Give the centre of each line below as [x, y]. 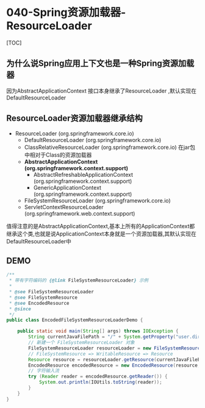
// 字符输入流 [44, 371]
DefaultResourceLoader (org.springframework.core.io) [93, 140]
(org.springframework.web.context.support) [80, 213]
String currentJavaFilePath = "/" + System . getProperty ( [102, 337]
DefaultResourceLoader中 [39, 241]
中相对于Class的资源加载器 [58, 155]
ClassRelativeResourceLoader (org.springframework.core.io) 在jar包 [110, 147]
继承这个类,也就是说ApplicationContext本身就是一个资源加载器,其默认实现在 [101, 234]
